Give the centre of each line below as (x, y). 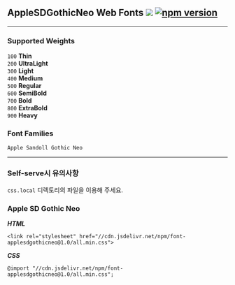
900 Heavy (23, 115)
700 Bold (20, 101)
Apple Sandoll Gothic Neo (45, 148)
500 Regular (24, 86)
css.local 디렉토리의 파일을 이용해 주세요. (65, 190)
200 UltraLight (28, 64)
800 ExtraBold (27, 108)
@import (19, 268)
